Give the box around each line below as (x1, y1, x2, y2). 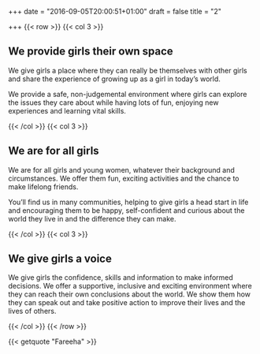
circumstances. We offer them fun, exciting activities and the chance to (8, 173, 240, 183)
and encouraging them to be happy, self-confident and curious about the (8, 205, 245, 215)
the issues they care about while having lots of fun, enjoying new (8, 98, 219, 107)
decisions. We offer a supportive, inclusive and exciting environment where (8, 281, 252, 291)
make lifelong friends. (8, 181, 79, 192)
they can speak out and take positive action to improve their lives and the (8, 298, 246, 307)
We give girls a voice (8, 252, 112, 266)
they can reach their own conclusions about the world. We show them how (8, 289, 251, 299)
